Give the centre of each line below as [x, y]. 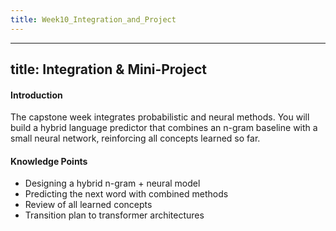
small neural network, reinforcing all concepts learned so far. [135, 138]
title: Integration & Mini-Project [109, 69]
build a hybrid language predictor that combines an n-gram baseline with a [164, 128]
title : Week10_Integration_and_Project [93, 19]
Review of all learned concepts [88, 205]
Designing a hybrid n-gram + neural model [112, 183]
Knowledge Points [49, 161]
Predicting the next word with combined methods [126, 194]
